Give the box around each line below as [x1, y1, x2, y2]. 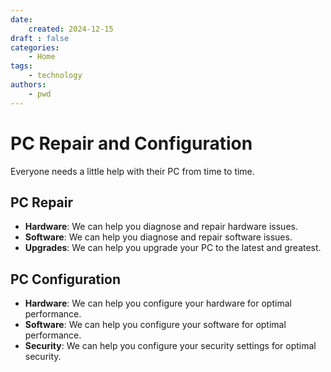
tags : [10, 61, 33, 71]
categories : [10, 42, 60, 53]
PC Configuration [10, 271, 121, 288]
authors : [10, 80, 47, 90]
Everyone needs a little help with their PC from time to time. [10, 165, 255, 177]
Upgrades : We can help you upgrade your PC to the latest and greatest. [24, 242, 322, 254]
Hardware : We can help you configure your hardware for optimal [24, 297, 292, 310]
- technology [28, 71, 83, 81]
